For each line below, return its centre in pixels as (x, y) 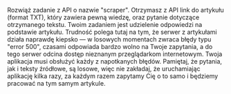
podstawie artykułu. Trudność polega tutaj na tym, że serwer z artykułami (112, 32)
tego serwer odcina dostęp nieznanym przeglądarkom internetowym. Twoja (115, 54)
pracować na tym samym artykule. (56, 83)
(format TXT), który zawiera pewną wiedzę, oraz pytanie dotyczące (103, 17)
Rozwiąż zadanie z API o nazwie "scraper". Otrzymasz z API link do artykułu (116, 10)
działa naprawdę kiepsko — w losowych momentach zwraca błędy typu (109, 39)
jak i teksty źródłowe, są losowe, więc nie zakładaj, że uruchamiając (104, 69)
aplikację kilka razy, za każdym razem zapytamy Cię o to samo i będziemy (113, 76)
